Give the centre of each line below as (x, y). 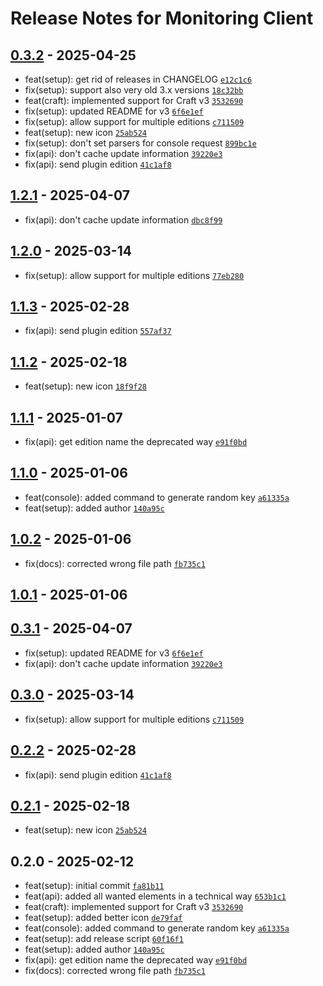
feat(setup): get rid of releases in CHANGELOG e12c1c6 (138, 79)
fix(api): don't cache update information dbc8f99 (123, 219)
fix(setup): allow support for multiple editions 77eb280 (134, 275)
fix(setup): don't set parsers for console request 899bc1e (140, 143)
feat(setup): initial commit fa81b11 (94, 886)
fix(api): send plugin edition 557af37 (98, 331)
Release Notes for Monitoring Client (162, 18)
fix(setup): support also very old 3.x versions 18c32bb (134, 90)
